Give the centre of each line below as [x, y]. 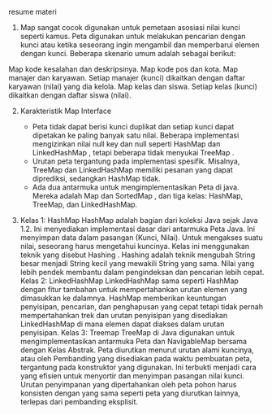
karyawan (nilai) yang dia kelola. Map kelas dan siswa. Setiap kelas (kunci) [133, 86]
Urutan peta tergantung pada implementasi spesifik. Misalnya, [136, 161]
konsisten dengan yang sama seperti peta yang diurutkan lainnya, [130, 393]
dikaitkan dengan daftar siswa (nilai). [70, 95]
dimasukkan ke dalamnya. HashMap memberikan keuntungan [123, 298]
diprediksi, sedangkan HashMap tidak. [96, 179]
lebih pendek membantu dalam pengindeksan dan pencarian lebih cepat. [142, 272]
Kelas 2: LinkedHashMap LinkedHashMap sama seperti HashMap [130, 281]
